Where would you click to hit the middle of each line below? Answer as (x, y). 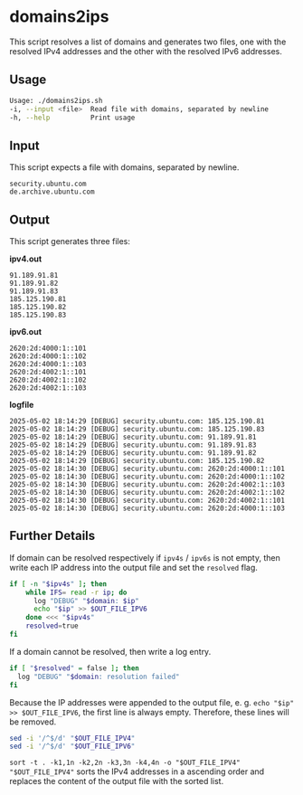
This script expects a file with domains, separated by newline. (124, 167)
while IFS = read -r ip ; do (76, 592)
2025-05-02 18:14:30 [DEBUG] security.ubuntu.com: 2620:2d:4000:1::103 (147, 508)
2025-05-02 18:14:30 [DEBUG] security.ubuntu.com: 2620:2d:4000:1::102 (147, 477)
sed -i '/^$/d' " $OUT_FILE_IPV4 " (72, 738)
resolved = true (52, 626)
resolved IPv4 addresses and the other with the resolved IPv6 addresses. (146, 51)
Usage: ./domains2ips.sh (56, 100)
